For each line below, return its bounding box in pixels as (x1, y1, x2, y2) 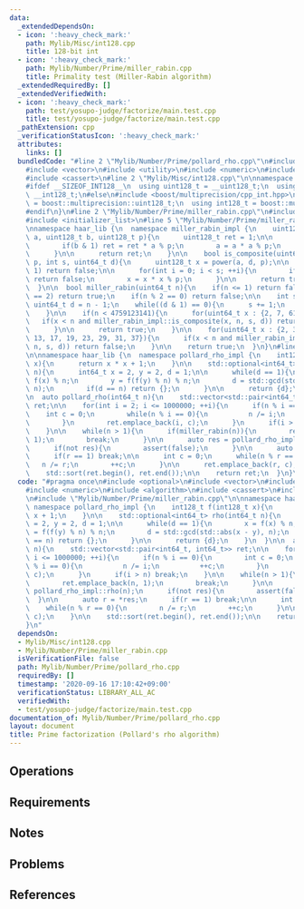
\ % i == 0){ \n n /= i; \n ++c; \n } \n (25, 562, 270, 571)
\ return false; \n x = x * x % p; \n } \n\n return (25, 275, 285, 284)
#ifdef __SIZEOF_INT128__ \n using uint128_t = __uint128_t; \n (25, 182, 270, 191)
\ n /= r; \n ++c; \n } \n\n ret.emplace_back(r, (25, 460, 281, 470)
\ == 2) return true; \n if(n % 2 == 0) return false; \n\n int (25, 291, 290, 300)
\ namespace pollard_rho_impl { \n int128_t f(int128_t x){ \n (25, 503, 273, 512)
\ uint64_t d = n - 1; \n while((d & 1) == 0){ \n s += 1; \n (25, 300, 285, 309)
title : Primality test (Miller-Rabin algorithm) (25, 73, 213, 82)
